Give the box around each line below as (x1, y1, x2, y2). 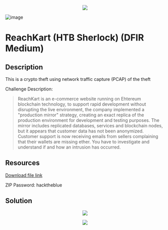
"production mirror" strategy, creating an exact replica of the (17, 112, 144, 118)
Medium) (5, 43, 44, 54)
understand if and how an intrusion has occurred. (17, 144, 121, 150)
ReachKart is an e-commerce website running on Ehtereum (17, 96, 142, 102)
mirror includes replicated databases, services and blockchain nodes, (17, 123, 163, 128)
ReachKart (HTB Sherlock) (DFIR (5, 32, 144, 43)
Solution (5, 197, 32, 205)
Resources (5, 159, 40, 167)
